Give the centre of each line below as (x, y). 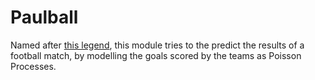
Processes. (33, 66)
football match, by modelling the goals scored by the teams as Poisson (156, 55)
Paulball (44, 17)
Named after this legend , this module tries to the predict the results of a (157, 45)
